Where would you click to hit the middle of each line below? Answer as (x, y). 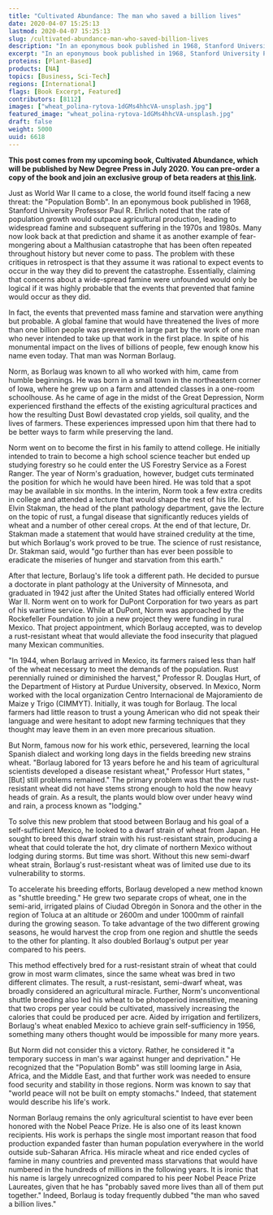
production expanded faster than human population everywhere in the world (136, 1143)
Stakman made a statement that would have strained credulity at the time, (132, 534)
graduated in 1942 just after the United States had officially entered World (132, 592)
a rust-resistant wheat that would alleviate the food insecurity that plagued (133, 636)
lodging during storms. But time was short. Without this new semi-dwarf (129, 856)
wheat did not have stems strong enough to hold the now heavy (146, 788)
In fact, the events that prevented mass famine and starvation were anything (136, 312)
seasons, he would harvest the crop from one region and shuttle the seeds (133, 932)
